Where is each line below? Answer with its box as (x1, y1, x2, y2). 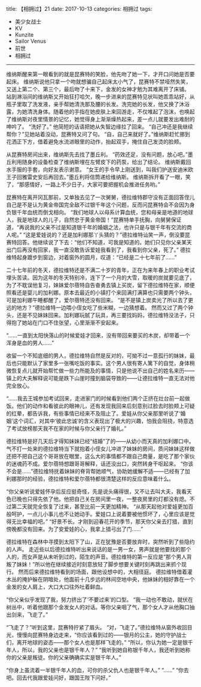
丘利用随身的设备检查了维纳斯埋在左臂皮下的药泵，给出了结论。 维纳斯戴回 (6, 159, 191, 165)
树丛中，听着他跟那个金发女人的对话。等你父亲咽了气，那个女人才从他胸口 (6, 604, 190, 611)
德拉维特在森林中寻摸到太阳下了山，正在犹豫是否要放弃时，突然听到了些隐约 (6, 538, 195, 545)
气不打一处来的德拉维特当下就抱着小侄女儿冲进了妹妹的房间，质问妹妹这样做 (6, 445, 195, 452)
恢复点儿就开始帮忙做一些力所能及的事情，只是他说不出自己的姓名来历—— (11, 367, 195, 374)
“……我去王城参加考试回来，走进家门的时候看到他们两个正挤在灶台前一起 (6, 395, 185, 402)
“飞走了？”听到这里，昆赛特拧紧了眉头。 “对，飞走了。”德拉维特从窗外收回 (6, 624, 187, 631)
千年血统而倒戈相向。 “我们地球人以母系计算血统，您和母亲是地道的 (16, 209, 184, 216)
